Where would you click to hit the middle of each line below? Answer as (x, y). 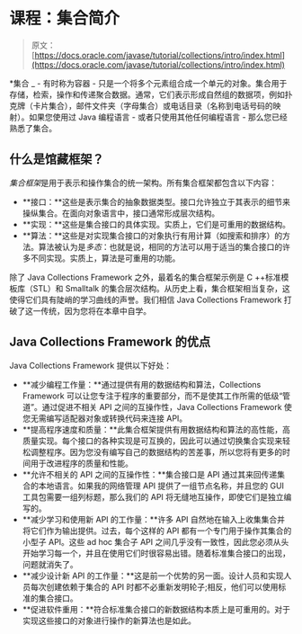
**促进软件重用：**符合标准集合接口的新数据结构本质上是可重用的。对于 (156, 609)
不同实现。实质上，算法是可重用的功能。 (105, 258)
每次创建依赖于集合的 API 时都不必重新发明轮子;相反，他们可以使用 (154, 586)
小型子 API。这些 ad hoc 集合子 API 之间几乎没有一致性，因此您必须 (148, 541)
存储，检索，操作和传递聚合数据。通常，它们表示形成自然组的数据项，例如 (147, 94)
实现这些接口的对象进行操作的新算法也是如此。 (109, 621)
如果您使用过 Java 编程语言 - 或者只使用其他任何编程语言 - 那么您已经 (158, 117)
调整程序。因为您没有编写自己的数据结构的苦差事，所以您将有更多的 (156, 451)
